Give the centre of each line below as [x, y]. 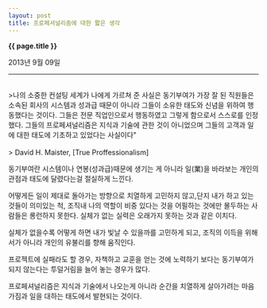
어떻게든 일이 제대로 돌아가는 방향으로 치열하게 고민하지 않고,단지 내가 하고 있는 [131, 195]
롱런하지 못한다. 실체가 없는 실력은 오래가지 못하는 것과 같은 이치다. [133, 215]
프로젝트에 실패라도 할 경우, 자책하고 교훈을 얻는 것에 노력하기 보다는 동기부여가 [131, 259]
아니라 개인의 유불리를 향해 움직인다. [79, 242]
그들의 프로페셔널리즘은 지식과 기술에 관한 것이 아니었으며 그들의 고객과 [135, 125]
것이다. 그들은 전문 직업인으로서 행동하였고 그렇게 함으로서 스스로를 [139, 115]
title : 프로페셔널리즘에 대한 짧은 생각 [64, 23]
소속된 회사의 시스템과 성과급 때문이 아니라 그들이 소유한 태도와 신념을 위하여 [127, 105]
